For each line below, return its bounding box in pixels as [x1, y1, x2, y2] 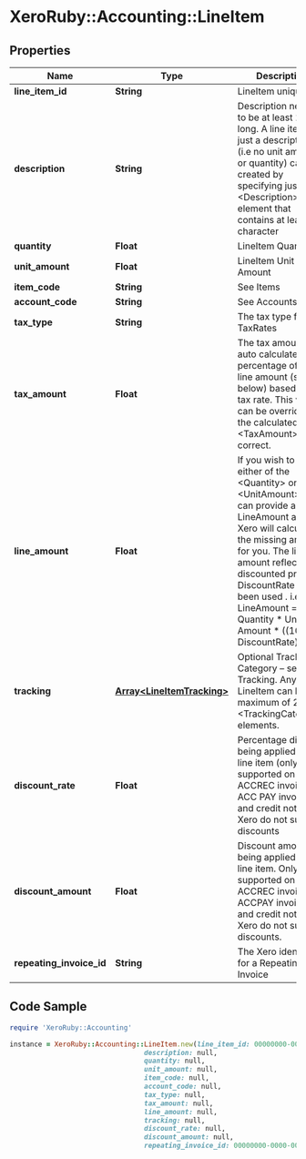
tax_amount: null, [144, 1099, 214, 1108]
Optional [237, 651, 274, 663]
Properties [9, 43, 71, 58]
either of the [237, 465, 290, 477]
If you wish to [237, 453, 295, 466]
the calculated [237, 416, 299, 429]
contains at [237, 214, 285, 226]
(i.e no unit [237, 146, 283, 158]
